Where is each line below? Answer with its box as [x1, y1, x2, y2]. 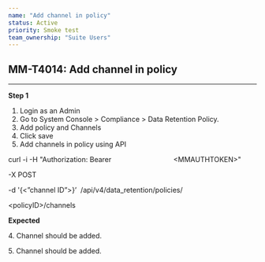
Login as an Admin [19, 106, 80, 116]
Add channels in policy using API [19, 139, 127, 149]
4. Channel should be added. [8, 231, 103, 241]
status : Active [8, 19, 58, 27]
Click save [19, 131, 54, 141]
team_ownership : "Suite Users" [8, 33, 111, 42]
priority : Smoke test [8, 26, 80, 34]
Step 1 [8, 91, 29, 101]
